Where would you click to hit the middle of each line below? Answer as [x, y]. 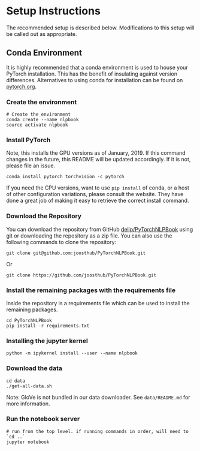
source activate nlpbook [37, 125]
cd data [16, 381]
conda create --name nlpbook [43, 120]
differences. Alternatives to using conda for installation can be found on [95, 80]
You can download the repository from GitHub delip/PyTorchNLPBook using [100, 229]
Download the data [34, 368]
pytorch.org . [22, 86]
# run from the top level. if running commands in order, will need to [97, 431]
